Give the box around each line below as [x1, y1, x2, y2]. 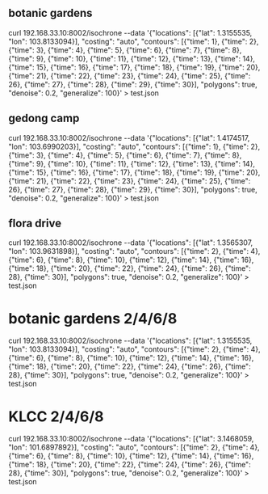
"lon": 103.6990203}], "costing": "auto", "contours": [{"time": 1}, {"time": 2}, [8, 141, 261, 151]
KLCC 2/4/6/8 [8, 407, 104, 425]
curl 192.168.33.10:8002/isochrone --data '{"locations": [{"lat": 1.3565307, [8, 238, 253, 247]
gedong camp [8, 112, 80, 125]
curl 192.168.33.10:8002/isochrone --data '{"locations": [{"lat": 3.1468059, [8, 434, 254, 444]
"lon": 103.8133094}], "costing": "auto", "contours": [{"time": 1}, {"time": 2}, [8, 36, 259, 46]
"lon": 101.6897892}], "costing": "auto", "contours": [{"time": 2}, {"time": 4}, [8, 442, 260, 452]
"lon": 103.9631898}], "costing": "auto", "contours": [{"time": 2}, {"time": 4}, [8, 247, 261, 256]
